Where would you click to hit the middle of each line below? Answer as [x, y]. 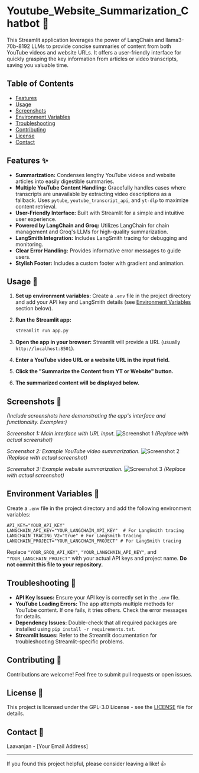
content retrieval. [36, 206]
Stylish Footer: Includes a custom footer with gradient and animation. [100, 263]
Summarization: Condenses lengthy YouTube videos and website [95, 175]
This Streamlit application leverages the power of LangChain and [86, 40]
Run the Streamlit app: [43, 320]
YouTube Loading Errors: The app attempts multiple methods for [94, 604]
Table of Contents [40, 84]
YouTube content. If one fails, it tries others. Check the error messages [101, 610]
